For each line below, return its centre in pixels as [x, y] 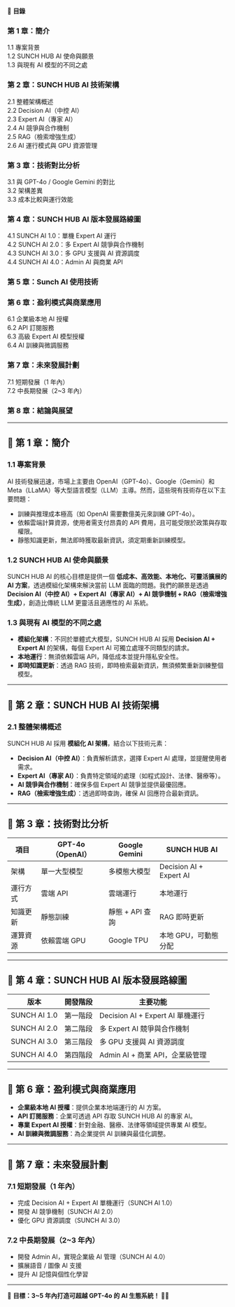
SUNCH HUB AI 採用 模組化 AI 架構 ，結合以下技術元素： [88, 743]
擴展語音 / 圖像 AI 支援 [50, 1266]
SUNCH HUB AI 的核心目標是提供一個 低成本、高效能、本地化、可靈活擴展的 [117, 576]
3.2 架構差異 [25, 190]
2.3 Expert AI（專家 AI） [42, 119]
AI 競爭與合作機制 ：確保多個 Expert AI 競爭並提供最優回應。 [104, 784]
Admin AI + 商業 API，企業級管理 [153, 1055]
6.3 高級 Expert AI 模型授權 [46, 336]
